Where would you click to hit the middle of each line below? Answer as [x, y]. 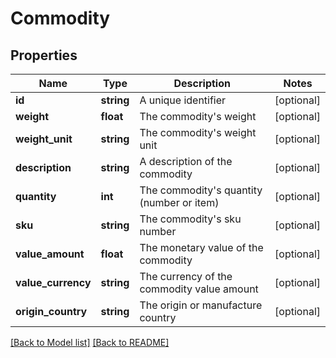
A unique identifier [183, 100]
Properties [44, 55]
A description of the [186, 161]
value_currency [53, 282]
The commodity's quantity [201, 190]
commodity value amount [199, 289]
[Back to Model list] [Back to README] [90, 342]
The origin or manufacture [201, 305]
